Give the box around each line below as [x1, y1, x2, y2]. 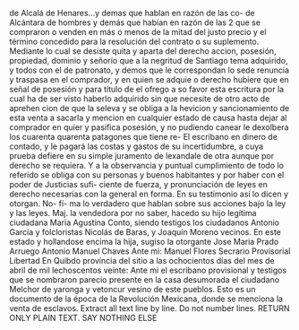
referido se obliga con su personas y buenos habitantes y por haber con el [9, 169, 285, 180]
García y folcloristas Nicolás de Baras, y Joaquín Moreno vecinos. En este [9, 227, 282, 237]
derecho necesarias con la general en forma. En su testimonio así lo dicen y [9, 188, 289, 199]
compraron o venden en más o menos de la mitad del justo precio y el [9, 27, 267, 37]
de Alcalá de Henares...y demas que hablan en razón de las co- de [9, 8, 255, 18]
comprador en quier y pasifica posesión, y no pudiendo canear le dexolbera [9, 122, 289, 133]
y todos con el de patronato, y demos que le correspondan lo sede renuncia [9, 65, 289, 75]
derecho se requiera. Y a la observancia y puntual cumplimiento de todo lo [9, 161, 285, 170]
